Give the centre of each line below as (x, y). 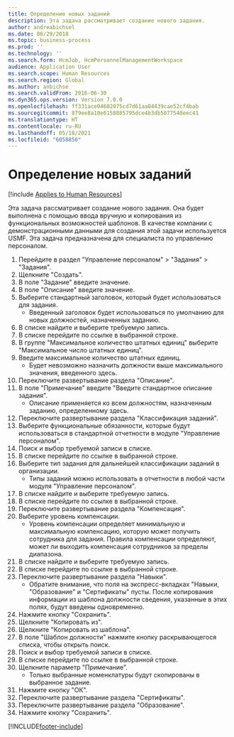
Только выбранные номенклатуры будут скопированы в (114, 675)
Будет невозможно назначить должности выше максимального (126, 365)
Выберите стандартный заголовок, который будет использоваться (119, 297)
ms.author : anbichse (39, 87)
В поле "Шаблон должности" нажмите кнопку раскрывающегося (117, 638)
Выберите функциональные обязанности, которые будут (104, 426)
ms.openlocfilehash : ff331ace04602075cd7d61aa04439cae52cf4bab (104, 107)
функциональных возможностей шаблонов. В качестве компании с (110, 223)
